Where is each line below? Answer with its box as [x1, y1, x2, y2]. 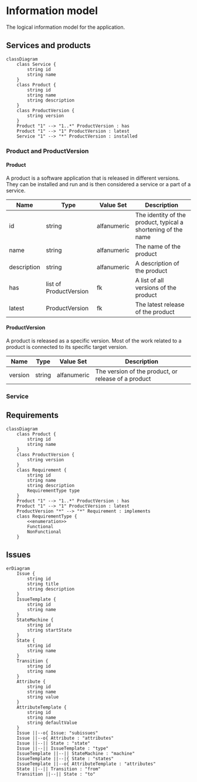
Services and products [6, 41, 91, 51]
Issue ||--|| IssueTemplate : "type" [16, 745, 109, 751]
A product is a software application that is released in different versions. [6, 174, 180, 182]
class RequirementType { [16, 513, 77, 519]
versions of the [135, 283, 177, 291]
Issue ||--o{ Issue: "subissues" [16, 730, 98, 736]
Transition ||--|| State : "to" [16, 771, 96, 777]
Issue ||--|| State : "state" [16, 740, 91, 746]
